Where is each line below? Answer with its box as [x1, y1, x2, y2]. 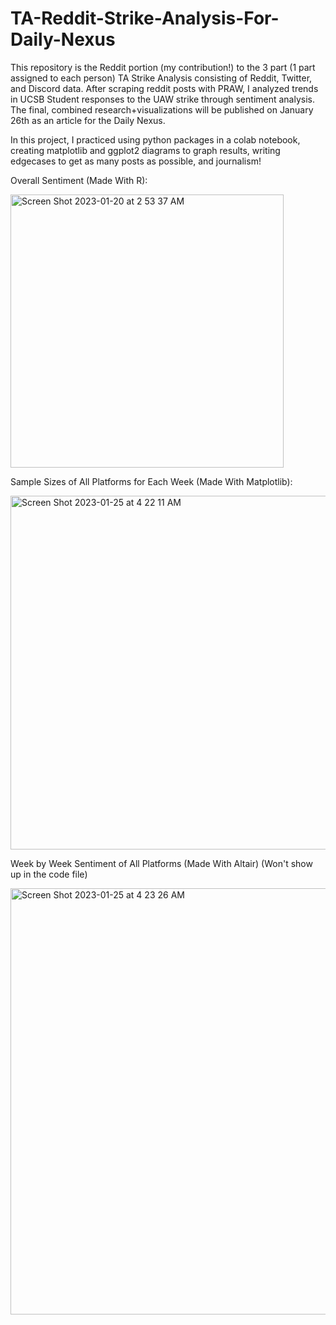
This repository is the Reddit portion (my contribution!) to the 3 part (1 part [10, 61, 316, 73]
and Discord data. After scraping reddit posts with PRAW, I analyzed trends [10, 82, 319, 94]
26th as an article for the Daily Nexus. [10, 114, 166, 126]
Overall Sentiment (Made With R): [10, 174, 148, 186]
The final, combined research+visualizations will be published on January [10, 103, 314, 116]
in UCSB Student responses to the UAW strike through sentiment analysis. [10, 93, 316, 105]
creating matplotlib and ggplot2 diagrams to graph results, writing [10, 144, 281, 156]
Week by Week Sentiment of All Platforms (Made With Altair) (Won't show [10, 857, 313, 869]
